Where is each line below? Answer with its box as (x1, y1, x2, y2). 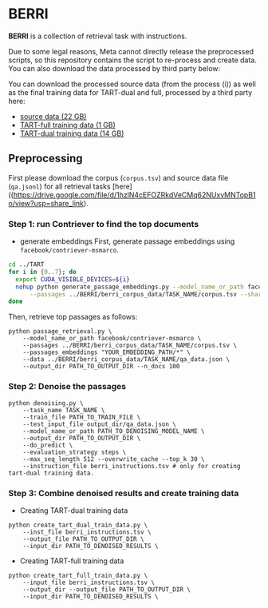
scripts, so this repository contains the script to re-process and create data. (8, 55, 257, 65)
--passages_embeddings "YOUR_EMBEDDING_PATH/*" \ (22, 348, 191, 356)
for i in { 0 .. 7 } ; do (8, 268, 77, 276)
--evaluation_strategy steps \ (22, 448, 127, 456)
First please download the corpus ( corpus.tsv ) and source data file (8, 173, 229, 182)
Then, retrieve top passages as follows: (8, 312, 138, 322)
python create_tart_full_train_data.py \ (8, 571, 148, 579)
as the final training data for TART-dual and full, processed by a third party (8, 87, 253, 97)
